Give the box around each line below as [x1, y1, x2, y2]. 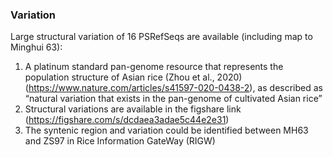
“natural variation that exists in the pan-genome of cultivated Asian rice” [24, 93, 323, 105]
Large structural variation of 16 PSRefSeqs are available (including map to [10, 31, 313, 43]
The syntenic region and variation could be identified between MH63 [24, 124, 309, 137]
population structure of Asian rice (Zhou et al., [24, 71, 215, 83]
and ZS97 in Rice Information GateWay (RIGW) [24, 135, 216, 147]
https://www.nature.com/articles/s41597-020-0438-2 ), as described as [28, 82, 323, 94]
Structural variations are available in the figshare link [24, 103, 242, 115]
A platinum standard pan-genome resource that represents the [24, 61, 284, 73]
